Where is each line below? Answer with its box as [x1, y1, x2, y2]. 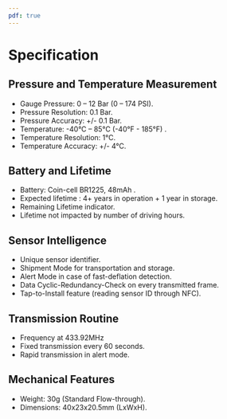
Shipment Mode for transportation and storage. [19, 264, 175, 273]
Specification [8, 45, 100, 64]
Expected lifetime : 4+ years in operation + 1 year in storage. [19, 194, 218, 203]
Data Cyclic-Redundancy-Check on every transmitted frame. [19, 280, 219, 290]
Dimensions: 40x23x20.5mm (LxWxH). [19, 402, 147, 412]
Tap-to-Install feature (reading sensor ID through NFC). [19, 288, 202, 299]
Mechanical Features [8, 373, 115, 386]
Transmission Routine [8, 311, 119, 325]
